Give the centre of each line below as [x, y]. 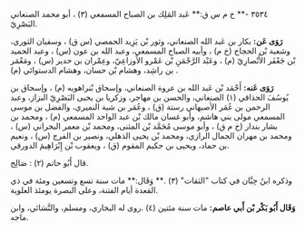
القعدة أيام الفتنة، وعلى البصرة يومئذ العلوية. [84, 190]
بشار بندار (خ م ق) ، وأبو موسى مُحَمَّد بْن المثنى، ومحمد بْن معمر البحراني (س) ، [144, 126]
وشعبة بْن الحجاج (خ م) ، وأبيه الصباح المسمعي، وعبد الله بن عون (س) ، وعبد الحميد [151, 51]
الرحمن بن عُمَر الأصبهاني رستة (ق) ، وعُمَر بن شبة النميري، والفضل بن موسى [140, 107]
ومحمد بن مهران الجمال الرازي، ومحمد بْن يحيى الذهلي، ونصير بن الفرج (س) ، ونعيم [151, 135]
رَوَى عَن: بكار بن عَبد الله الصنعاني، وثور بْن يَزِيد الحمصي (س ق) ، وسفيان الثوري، [147, 41]
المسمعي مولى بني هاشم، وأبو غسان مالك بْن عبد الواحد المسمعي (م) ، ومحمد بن [148, 116]
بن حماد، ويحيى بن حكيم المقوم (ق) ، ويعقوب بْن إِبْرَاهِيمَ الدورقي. [120, 145]
